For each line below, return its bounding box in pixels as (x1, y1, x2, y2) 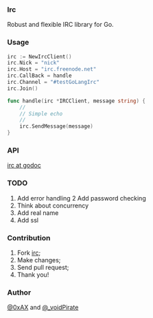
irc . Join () (7, 84, 38, 92)
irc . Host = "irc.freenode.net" (7, 66, 97, 73)
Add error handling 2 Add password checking (16, 194, 146, 202)
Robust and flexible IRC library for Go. (7, 21, 115, 29)
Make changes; (16, 255, 61, 264)
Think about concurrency (16, 201, 89, 209)
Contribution (7, 233, 51, 242)
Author (7, 287, 32, 297)
